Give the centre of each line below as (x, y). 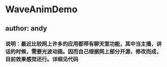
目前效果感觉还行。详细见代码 (42, 59)
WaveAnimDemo (41, 9)
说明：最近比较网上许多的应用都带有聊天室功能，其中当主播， (81, 43)
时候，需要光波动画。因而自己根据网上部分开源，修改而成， (89, 51)
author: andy (26, 28)
